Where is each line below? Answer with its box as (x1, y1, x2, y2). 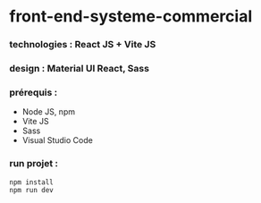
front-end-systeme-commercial (9, 6, 253, 27)
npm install (9, 177, 54, 187)
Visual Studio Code (21, 135, 94, 146)
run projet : (9, 157, 59, 170)
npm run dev (9, 185, 54, 194)
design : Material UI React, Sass (9, 63, 150, 75)
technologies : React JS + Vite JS (9, 38, 156, 51)
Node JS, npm (21, 106, 76, 117)
